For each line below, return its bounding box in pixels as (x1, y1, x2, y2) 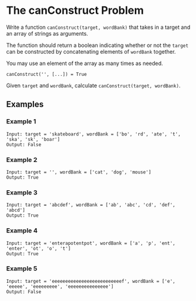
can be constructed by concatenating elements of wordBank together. (6, 48, 176, 55)
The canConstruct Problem (6, 4, 144, 17)
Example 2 (6, 155, 38, 164)
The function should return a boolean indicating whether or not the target (6, 42, 189, 49)
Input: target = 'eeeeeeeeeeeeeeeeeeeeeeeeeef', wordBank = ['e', (6, 278, 176, 284)
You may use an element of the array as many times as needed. (6, 60, 164, 67)
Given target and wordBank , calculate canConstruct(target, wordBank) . (6, 82, 181, 89)
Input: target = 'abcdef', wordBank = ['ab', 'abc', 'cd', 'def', (6, 202, 176, 208)
